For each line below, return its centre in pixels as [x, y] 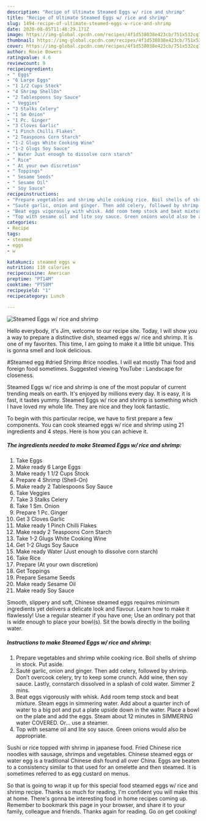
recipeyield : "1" [29, 290]
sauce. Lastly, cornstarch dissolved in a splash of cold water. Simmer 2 [105, 684]
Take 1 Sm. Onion [38, 506]
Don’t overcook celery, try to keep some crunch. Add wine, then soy [102, 677]
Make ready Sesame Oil [46, 584]
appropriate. [31, 736]
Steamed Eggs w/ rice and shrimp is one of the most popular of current [97, 387]
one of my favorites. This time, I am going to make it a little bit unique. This [101, 344]
